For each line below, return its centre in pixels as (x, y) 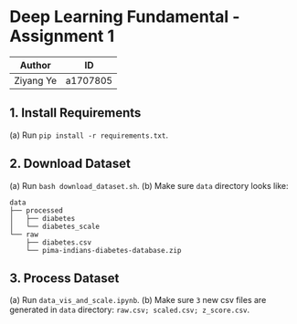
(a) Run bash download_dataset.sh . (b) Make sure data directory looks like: (149, 185)
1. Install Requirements (75, 113)
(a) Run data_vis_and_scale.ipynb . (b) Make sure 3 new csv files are (138, 300)
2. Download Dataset (70, 164)
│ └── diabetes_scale (55, 226)
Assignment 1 (62, 36)
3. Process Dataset (64, 278)
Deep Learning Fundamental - (125, 17)
